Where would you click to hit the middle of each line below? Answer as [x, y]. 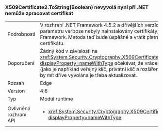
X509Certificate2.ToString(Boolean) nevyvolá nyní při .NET [77, 7]
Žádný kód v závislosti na [69, 51]
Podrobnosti [21, 34]
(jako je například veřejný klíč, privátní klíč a [90, 69]
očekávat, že [129, 63]
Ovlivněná [19, 109]
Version [16, 91]
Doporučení [21, 63]
